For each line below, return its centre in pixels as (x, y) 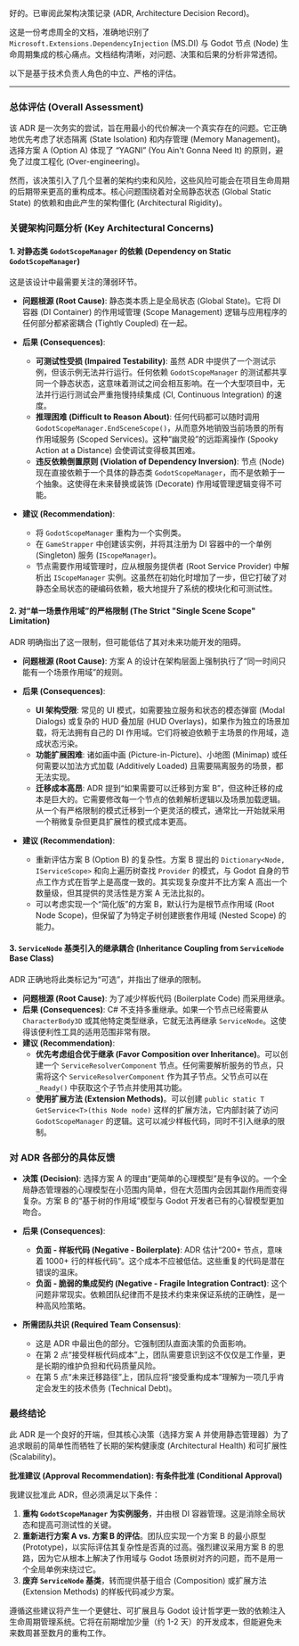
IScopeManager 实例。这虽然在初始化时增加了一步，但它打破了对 (170, 577)
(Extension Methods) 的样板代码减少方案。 (101, 1592)
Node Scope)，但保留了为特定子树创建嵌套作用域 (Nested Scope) (156, 915)
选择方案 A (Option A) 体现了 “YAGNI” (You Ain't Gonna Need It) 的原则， (142, 151)
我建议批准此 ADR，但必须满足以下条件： (85, 1495)
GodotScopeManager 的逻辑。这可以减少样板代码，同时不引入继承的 (156, 1121)
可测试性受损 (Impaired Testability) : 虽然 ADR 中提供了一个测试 (152, 361)
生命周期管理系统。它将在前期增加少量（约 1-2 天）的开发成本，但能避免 (142, 1622)
